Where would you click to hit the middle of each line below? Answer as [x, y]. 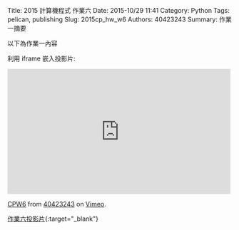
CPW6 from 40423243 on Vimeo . [57, 204]
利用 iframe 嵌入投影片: [42, 58]
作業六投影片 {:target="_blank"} [53, 219]
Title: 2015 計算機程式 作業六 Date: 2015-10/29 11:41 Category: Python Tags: [118, 10]
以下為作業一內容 [32, 43]
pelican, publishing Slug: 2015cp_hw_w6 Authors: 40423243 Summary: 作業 [119, 19]
